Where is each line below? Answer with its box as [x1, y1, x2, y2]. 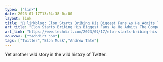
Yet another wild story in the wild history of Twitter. [5, 51, 107, 57]
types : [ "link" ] [5, 7, 38, 12]
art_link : [5, 29, 25, 34]
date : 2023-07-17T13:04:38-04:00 [5, 12, 73, 16]
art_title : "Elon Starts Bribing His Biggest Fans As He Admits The [5, 25, 147, 30]
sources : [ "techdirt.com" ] [5, 34, 60, 39]
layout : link [5, 16, 32, 21]
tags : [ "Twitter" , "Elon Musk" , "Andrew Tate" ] [5, 38, 98, 43]
